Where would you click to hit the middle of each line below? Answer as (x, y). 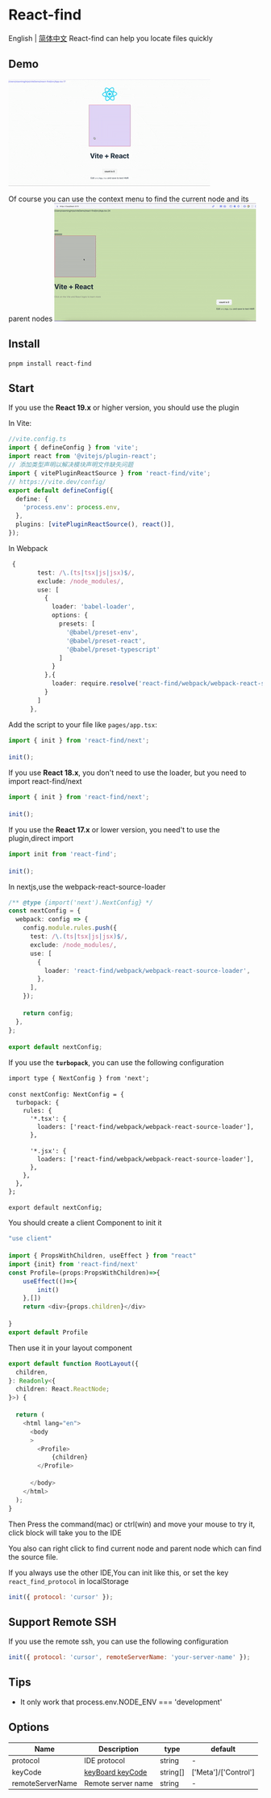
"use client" (30, 1239)
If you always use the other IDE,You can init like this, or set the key (119, 1573)
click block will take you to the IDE (65, 1532)
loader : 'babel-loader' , (93, 607)
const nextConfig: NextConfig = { (67, 1095)
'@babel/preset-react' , (106, 641)
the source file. (33, 1556)
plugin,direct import (41, 838)
